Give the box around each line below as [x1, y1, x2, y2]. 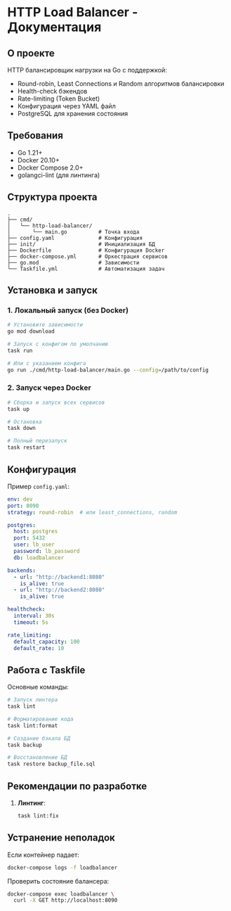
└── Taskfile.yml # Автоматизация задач [7, 265, 165, 272]
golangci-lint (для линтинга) [17, 170, 100, 179]
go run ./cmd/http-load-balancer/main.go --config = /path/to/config [7, 367, 209, 374]
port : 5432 [13, 535, 46, 542]
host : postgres [13, 528, 58, 535]
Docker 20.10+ [17, 155, 60, 164]
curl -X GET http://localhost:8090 [13, 897, 118, 904]
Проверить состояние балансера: [7, 877, 110, 885]
